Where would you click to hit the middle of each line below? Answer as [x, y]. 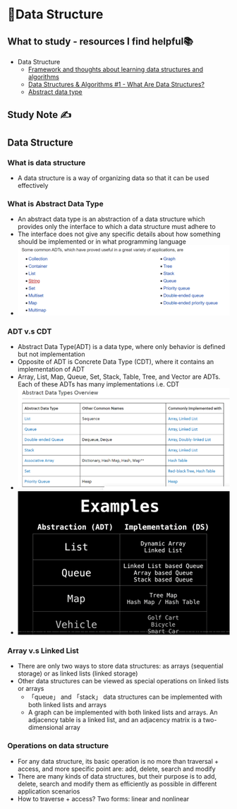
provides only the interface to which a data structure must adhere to [117, 227]
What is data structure [47, 163]
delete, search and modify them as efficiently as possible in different [117, 784]
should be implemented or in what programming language [102, 242]
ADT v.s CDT [30, 331]
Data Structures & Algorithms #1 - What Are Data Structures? [116, 84]
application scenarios [49, 791]
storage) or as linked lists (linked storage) [78, 673]
